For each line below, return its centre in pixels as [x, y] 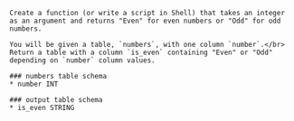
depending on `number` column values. [82, 60]
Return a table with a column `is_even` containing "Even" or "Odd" [141, 52]
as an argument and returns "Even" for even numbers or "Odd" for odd [145, 21]
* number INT [34, 84]
